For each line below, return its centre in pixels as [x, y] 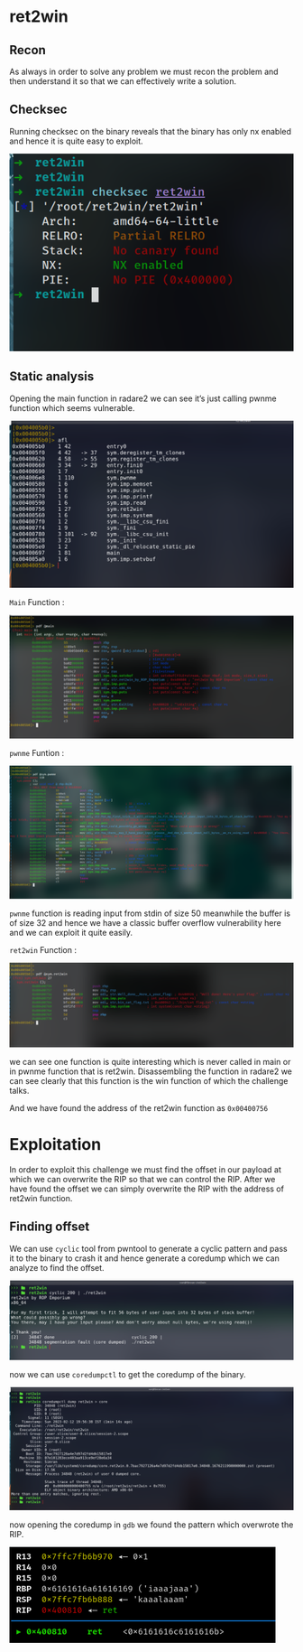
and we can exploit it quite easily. [71, 933]
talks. [19, 1090]
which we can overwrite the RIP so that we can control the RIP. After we [142, 1179]
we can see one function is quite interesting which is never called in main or [150, 1061]
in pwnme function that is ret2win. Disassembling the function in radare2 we [151, 1071]
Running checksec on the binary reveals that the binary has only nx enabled [150, 131]
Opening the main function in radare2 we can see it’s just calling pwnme [143, 398]
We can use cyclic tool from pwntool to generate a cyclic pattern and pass [148, 1248]
